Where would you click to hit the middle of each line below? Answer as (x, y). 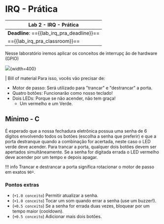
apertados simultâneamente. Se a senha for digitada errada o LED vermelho (82, 152)
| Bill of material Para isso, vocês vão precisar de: (55, 78)
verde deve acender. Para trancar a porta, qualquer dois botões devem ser (81, 147)
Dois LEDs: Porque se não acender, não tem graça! (64, 98)
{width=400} (23, 69)
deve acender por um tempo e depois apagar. (51, 157)
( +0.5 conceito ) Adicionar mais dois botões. (57, 217)
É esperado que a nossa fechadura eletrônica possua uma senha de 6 (76, 131)
